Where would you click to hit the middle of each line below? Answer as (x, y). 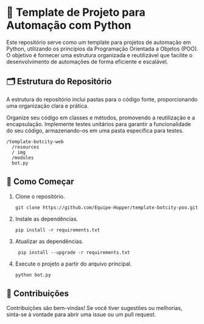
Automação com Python (69, 25)
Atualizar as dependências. (49, 241)
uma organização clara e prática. (47, 105)
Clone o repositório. (40, 196)
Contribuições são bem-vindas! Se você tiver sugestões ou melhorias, (94, 308)
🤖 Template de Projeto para (76, 12)
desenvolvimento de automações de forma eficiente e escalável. (87, 62)
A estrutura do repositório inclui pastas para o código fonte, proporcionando (102, 99)
